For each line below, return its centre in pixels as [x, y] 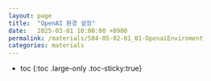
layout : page [30, 16]
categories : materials [46, 46]
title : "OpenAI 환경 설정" [52, 23]
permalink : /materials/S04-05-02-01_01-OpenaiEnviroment [106, 38]
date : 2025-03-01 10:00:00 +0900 [68, 30]
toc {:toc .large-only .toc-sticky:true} [81, 68]
